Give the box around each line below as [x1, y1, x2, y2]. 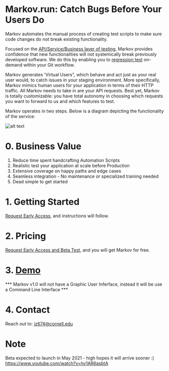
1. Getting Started [5, 196, 79, 208]
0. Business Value [5, 141, 81, 152]
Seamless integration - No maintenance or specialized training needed [12, 173, 159, 179]
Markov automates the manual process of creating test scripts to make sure [5, 31, 162, 37]
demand [5, 62, 23, 68]
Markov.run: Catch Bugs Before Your [5, 4, 162, 15]
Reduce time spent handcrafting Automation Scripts [12, 157, 120, 163]
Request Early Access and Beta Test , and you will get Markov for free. [5, 247, 150, 253]
